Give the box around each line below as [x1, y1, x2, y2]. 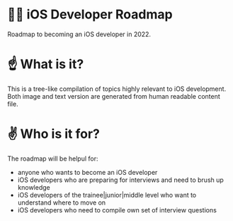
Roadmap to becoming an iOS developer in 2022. [7, 30, 151, 38]
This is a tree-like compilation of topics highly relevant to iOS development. [7, 85, 227, 93]
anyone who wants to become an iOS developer [17, 168, 158, 176]
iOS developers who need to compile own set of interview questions [17, 205, 217, 214]
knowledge [17, 183, 51, 191]
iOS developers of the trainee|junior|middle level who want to [17, 190, 197, 199]
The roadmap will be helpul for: [7, 154, 98, 163]
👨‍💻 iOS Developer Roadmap [7, 6, 173, 23]
